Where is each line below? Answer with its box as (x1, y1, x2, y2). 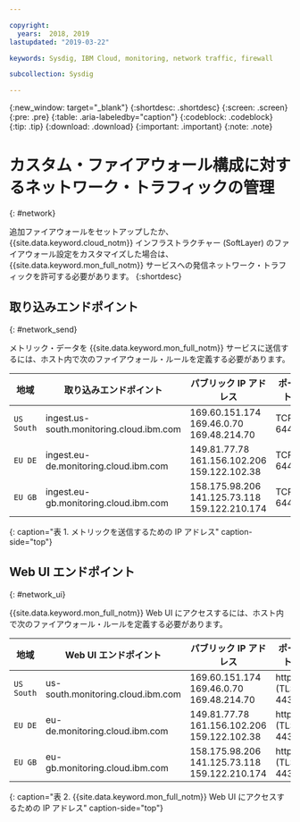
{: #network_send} (9, 324, 78, 335)
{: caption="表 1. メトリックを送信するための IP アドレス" (9, 526, 220, 537)
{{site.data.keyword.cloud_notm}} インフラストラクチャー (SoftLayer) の (9, 238, 275, 249)
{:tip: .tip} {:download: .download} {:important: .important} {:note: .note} (9, 122, 273, 132)
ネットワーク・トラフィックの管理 (25, 178, 275, 198)
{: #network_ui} (9, 589, 66, 599)
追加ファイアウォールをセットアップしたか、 (9, 226, 174, 237)
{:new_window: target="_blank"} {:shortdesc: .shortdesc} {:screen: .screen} (9, 102, 288, 113)
